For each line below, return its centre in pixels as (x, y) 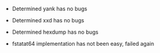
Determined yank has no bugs (50, 9)
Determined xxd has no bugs (48, 20)
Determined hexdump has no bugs (55, 32)
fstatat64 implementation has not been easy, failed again (83, 44)
